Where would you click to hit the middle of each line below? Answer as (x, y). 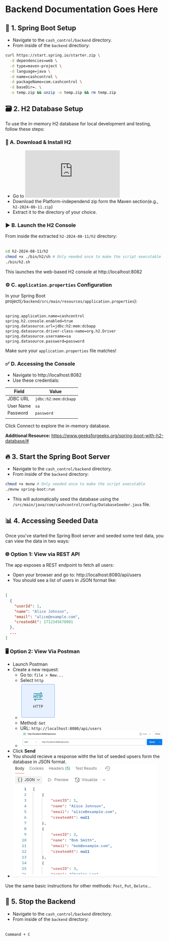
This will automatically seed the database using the (66, 499)
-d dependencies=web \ (34, 61)
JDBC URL (18, 399)
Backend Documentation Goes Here (82, 9)
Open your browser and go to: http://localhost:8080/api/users (77, 575)
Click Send (24, 751)
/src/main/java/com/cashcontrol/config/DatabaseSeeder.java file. (81, 505)
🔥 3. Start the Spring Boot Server (58, 456)
